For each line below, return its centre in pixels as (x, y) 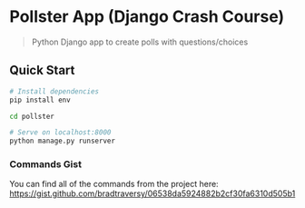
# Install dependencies (54, 91)
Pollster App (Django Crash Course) (147, 17)
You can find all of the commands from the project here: (114, 184)
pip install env (40, 100)
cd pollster (32, 116)
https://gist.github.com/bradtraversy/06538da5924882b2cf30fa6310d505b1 (152, 193)
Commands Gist (45, 164)
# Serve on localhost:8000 (60, 133)
